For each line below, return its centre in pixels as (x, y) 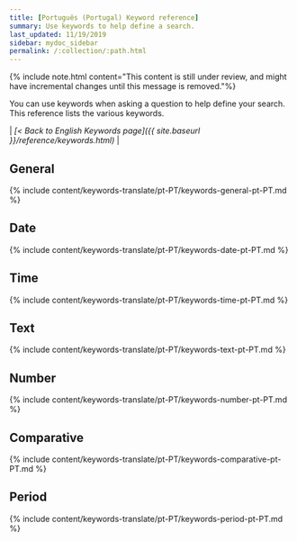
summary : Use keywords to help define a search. (102, 26)
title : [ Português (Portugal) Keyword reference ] (104, 18)
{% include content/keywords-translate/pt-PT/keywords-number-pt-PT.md (148, 400)
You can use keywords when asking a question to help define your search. (147, 104)
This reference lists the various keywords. (87, 113)
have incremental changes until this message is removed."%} (123, 86)
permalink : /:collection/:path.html (78, 51)
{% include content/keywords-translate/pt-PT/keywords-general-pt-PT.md (148, 190)
